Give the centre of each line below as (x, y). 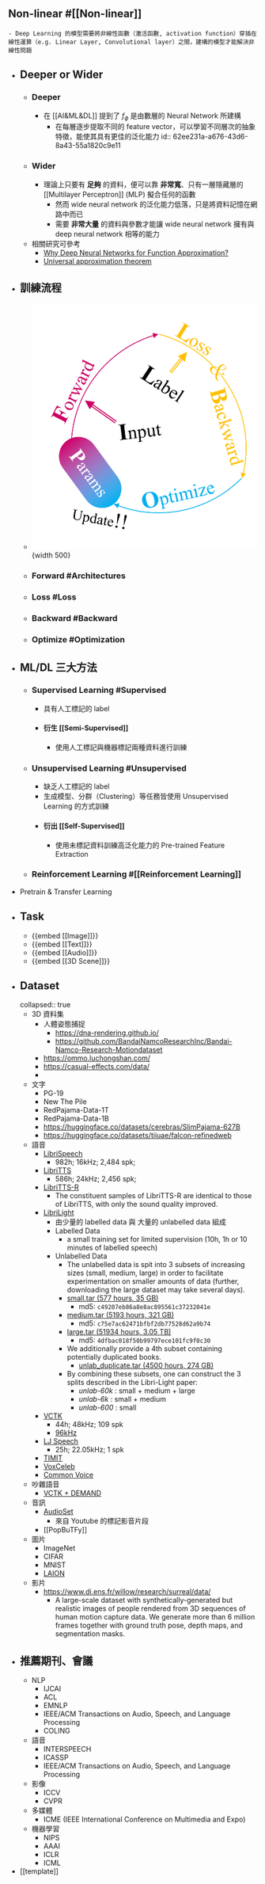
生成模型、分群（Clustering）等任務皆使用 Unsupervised (136, 797)
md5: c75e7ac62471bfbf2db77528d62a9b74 (145, 1323)
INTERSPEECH (67, 1749)
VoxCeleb (59, 1467)
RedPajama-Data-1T (76, 1110)
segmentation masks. (90, 1634)
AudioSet (58, 1512)
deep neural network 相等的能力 (107, 234)
